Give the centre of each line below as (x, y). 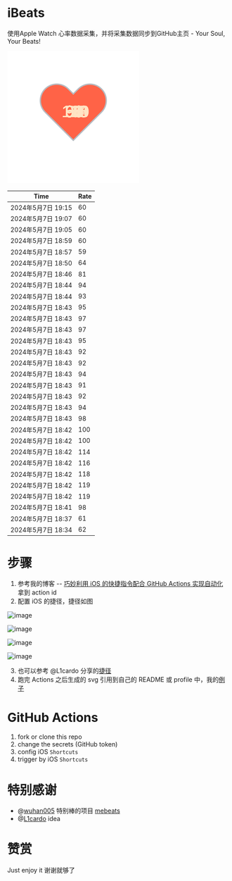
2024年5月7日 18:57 (41, 252)
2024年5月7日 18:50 (41, 263)
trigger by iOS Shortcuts (53, 759)
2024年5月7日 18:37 (41, 518)
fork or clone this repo (50, 737)
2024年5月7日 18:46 (41, 274)
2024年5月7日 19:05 (41, 230)
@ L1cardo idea (39, 819)
